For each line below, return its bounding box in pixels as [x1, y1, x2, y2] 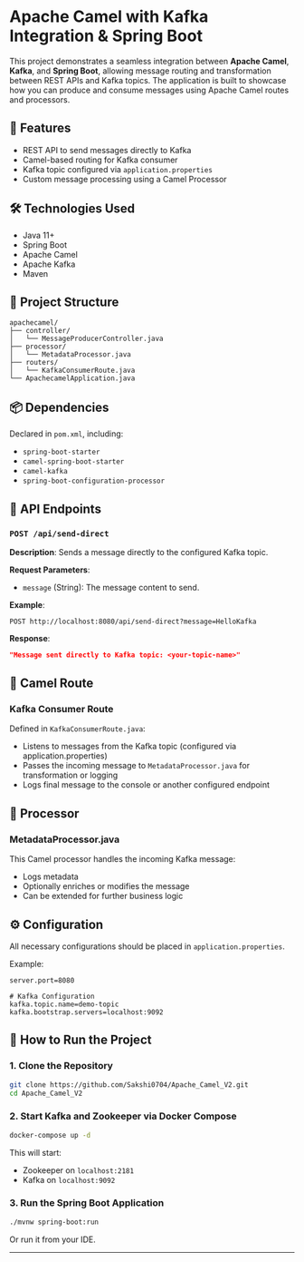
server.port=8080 [9, 975, 75, 985]
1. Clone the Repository [9, 1060, 113, 1072]
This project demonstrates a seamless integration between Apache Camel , [9, 55, 290, 66]
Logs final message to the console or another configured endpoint [22, 779, 270, 790]
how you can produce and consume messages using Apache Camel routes [9, 84, 290, 95]
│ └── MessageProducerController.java [9, 334, 165, 344]
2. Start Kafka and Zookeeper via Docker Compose [9, 1110, 237, 1122]
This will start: [9, 1147, 62, 1158]
